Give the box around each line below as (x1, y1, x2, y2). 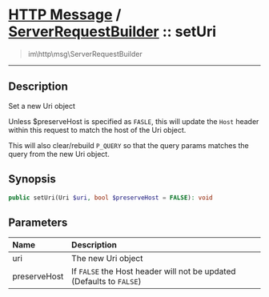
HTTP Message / (8, 6, 122, 24)
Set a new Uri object (8, 101, 76, 110)
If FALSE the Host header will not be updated (71, 266, 236, 277)
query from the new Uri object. (8, 149, 110, 159)
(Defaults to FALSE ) (71, 276, 142, 287)
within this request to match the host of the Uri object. (8, 125, 187, 134)
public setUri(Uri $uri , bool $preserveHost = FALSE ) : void (8, 194, 214, 202)
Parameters (8, 215, 68, 229)
